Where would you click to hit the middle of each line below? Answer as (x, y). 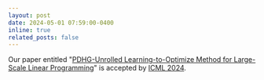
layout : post (29, 15)
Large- (245, 60)
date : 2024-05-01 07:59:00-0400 (61, 23)
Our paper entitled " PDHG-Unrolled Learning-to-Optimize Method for (120, 60)
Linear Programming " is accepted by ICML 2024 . (107, 68)
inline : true (29, 30)
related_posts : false (44, 37)
